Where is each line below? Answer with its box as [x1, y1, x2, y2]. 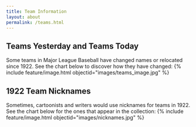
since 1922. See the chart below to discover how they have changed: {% [6, 63, 182, 70]
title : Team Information [6, 8, 67, 15]
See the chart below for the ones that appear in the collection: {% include [6, 108, 184, 115]
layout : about [6, 14, 41, 20]
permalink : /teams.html [6, 19, 65, 25]
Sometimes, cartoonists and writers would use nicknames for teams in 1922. [6, 102, 191, 108]
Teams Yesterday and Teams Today [6, 41, 139, 51]
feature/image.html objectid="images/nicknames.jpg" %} [6, 114, 145, 121]
